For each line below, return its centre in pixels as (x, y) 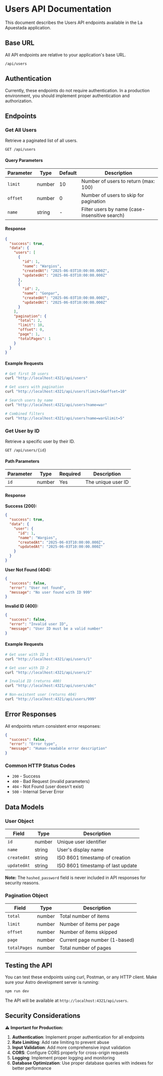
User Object (19, 821)
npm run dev (17, 991)
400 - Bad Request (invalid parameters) (51, 781)
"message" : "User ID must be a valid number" (56, 628)
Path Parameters (22, 461)
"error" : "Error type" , (33, 744)
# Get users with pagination (34, 387)
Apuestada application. (28, 27)
